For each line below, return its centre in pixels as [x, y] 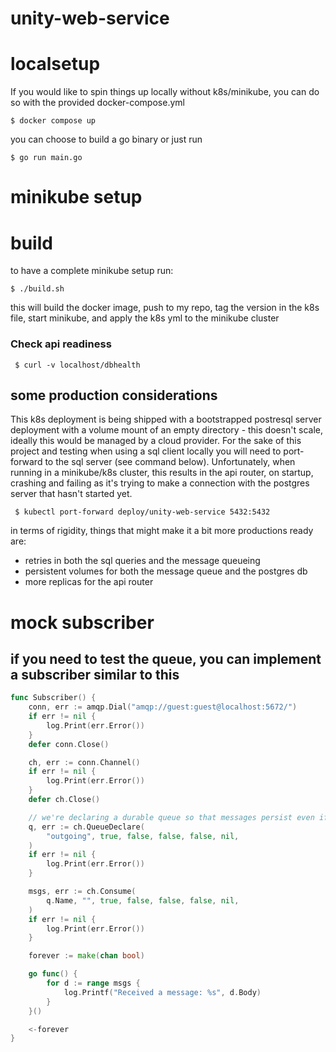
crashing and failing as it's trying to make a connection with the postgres [160, 483]
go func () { [53, 974]
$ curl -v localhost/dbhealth [77, 365]
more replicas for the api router [89, 582]
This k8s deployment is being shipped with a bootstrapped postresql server [166, 419]
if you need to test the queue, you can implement [166, 658]
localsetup [55, 64]
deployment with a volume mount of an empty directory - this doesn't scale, [167, 430]
